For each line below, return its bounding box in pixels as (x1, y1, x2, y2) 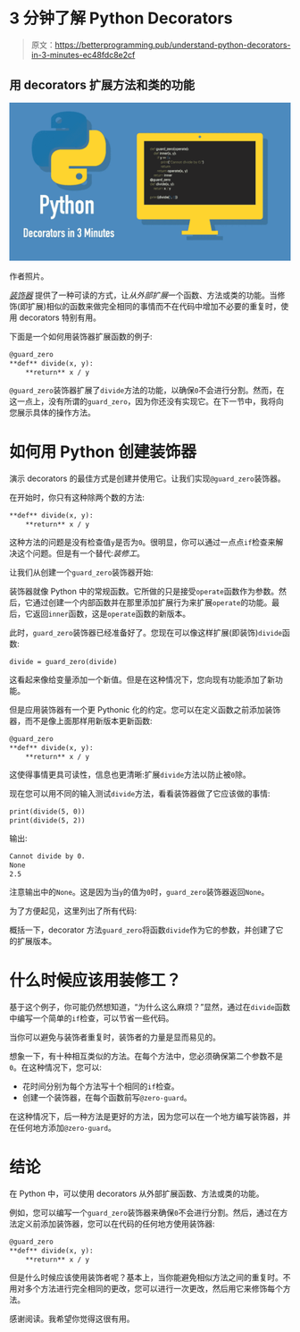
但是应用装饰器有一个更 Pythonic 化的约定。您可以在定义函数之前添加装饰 (9, 704, 281, 715)
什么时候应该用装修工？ (9, 971, 182, 991)
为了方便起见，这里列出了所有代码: (9, 906, 137, 916)
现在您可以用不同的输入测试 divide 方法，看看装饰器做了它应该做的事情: (9, 788, 271, 799)
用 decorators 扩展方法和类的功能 (9, 78, 196, 93)
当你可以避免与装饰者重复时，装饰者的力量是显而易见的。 (9, 1032, 221, 1042)
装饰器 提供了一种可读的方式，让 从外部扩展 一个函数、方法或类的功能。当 (9, 290, 278, 300)
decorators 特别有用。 (19, 312, 101, 323)
